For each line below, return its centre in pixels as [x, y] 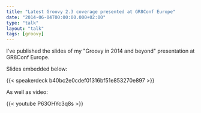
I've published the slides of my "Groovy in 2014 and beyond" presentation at [100, 51]
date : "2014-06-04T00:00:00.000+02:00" [56, 17]
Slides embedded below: [37, 69]
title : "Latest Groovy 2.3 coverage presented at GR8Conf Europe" [91, 12]
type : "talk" [22, 23]
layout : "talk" [25, 28]
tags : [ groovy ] [25, 34]
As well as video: [27, 92]
